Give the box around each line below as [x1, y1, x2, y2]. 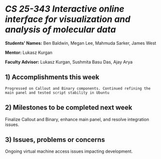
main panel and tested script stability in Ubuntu [5, 90, 110, 95]
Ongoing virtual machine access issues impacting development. [5, 148, 133, 154]
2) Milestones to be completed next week [5, 104, 132, 112]
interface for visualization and [5, 14, 131, 25]
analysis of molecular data [5, 24, 116, 35]
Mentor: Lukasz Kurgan [5, 50, 52, 55]
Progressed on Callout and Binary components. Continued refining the [5, 86, 151, 91]
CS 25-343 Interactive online [5, 3, 125, 15]
